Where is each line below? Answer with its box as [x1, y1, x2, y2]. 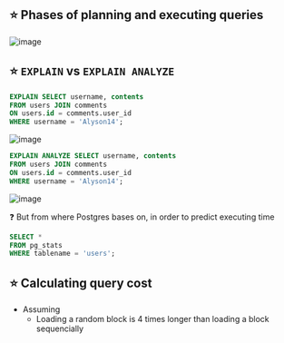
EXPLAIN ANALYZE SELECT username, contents [9, 152, 177, 161]
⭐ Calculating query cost [9, 275, 152, 290]
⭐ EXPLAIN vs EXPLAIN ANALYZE [9, 64, 175, 79]
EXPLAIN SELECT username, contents [9, 92, 144, 102]
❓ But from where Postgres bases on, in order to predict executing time [9, 211, 275, 222]
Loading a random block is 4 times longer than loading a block [35, 314, 269, 325]
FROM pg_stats [9, 240, 64, 250]
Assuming [22, 304, 61, 315]
